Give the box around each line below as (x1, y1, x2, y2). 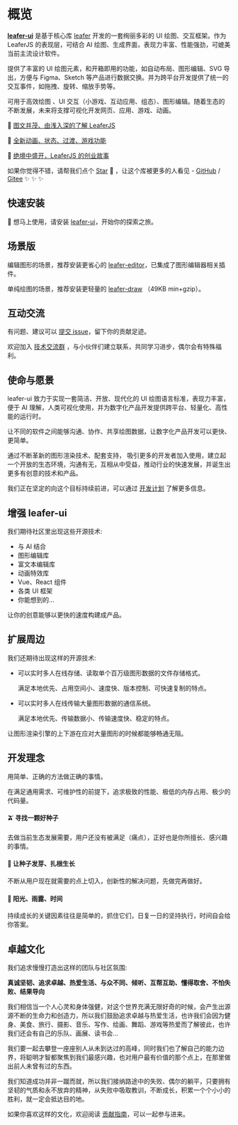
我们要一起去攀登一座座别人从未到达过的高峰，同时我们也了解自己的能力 (7, 1044, 218, 1053)
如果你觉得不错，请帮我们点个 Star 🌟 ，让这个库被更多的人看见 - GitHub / (7, 166, 221, 175)
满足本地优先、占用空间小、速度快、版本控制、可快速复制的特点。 (17, 684, 210, 692)
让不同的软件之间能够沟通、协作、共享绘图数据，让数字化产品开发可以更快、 (7, 427, 231, 436)
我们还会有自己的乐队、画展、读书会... (7, 1029, 119, 1038)
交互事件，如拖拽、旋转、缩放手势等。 (7, 82, 119, 90)
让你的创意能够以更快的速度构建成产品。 (7, 610, 125, 619)
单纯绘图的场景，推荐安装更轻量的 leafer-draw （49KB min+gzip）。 (7, 284, 205, 293)
